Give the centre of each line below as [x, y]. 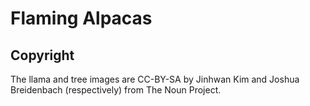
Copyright [42, 55]
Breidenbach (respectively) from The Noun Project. [116, 90]
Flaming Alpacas [81, 18]
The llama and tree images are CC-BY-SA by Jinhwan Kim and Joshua [155, 79]
